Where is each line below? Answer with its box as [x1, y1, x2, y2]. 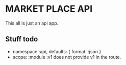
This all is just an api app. [5, 20, 59, 26]
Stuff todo [5, 35, 38, 44]
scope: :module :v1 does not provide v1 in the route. [12, 54, 121, 60]
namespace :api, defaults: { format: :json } [12, 48, 102, 54]
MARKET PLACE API [5, 3, 93, 15]
